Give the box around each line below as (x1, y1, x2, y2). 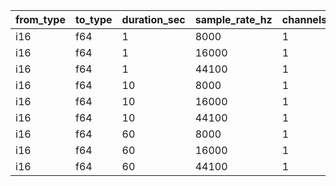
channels (281, 13, 328, 26)
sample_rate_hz (194, 13, 273, 26)
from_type (15, 13, 66, 26)
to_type (74, 13, 113, 26)
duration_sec (121, 13, 186, 26)
